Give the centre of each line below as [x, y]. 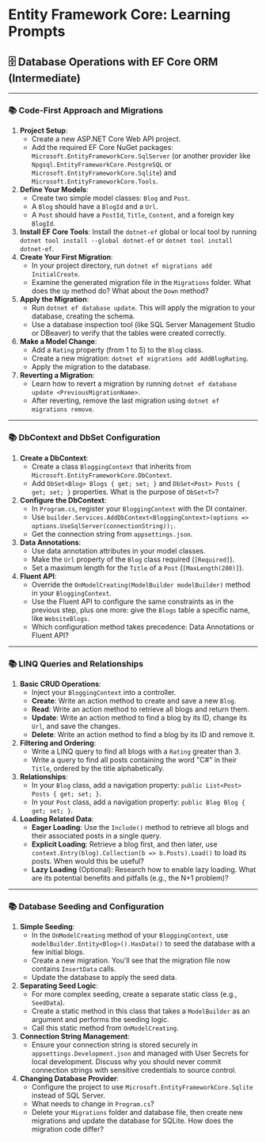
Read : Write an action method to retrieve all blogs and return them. [140, 709]
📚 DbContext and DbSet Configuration [84, 438]
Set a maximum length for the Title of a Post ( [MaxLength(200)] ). [137, 567]
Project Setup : [44, 131]
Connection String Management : [75, 1036]
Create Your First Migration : [66, 257]
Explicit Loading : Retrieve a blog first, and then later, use [124, 844]
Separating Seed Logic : [59, 986]
